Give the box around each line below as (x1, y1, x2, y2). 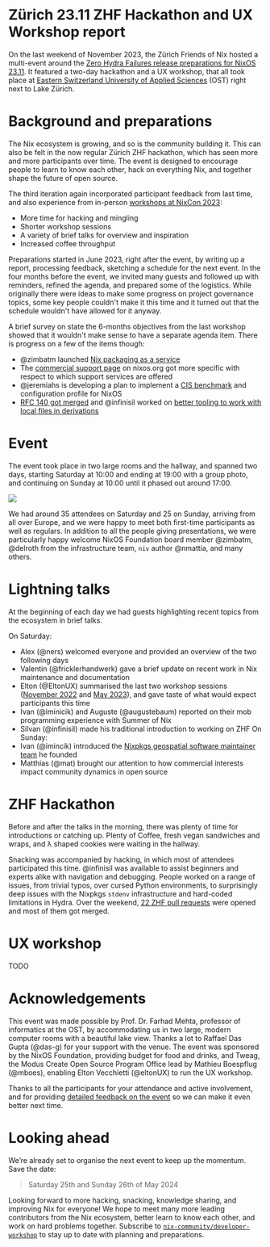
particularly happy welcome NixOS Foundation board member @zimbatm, (8, 535, 254, 544)
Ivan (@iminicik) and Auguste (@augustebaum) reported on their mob (19, 707, 252, 716)
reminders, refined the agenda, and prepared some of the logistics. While (8, 280, 252, 290)
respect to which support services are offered (19, 372, 173, 381)
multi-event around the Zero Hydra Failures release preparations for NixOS (8, 58, 256, 68)
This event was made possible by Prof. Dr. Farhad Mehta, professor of (8, 1016, 241, 1026)
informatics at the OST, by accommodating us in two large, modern (8, 1024, 231, 1035)
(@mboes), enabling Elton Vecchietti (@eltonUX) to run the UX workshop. (8, 1068, 253, 1077)
